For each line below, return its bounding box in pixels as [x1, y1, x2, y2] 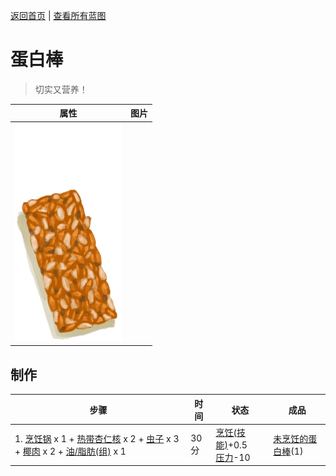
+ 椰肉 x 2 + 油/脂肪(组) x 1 [14, 445, 127, 457]
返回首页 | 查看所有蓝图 [10, 10, 107, 21]
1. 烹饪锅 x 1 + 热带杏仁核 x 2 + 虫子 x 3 [14, 432, 180, 444]
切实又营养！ [34, 83, 88, 95]
